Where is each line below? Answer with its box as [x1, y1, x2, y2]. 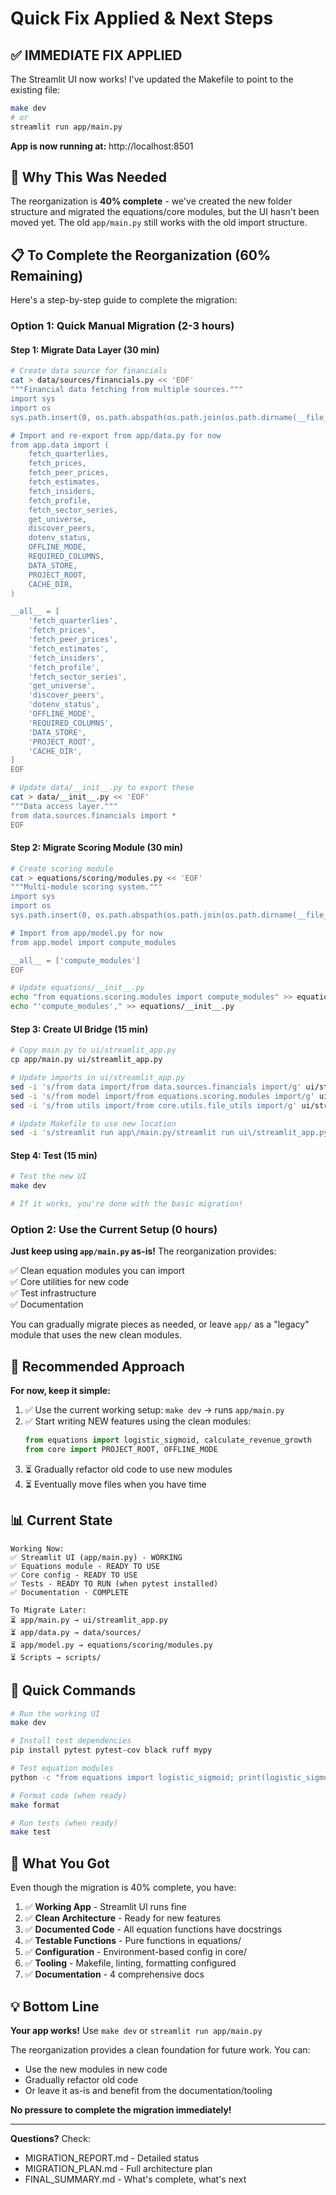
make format [10, 1800, 60, 1810]
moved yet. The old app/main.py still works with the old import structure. [10, 217, 308, 229]
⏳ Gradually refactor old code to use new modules [24, 1463, 233, 1475]
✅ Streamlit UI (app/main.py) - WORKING [10, 1552, 183, 1562]
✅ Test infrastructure [10, 1287, 97, 1299]
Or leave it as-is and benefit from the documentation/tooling [24, 2084, 273, 2096]
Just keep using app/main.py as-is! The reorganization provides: [10, 1245, 277, 1257]
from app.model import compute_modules [10, 937, 177, 947]
